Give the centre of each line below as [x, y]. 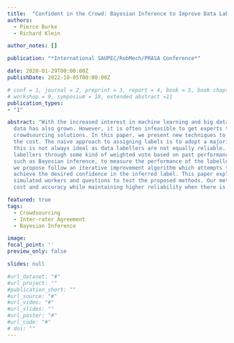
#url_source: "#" [32, 296]
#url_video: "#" [31, 302]
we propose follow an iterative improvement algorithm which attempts [118, 168]
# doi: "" [22, 328]
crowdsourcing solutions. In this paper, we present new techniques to [120, 136]
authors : [20, 20]
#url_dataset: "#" [34, 277]
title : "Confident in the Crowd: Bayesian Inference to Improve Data [112, 14]
